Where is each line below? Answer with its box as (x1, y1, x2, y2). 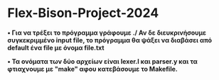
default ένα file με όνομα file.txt (7, 43, 105, 52)
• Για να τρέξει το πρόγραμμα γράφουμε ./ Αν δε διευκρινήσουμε (7, 28, 207, 37)
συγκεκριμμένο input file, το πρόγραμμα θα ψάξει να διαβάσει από (7, 35, 212, 44)
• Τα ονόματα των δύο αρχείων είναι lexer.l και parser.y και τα (7, 57, 198, 65)
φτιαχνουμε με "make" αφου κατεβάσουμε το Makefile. (7, 64, 178, 73)
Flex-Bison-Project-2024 (7, 5, 159, 21)
